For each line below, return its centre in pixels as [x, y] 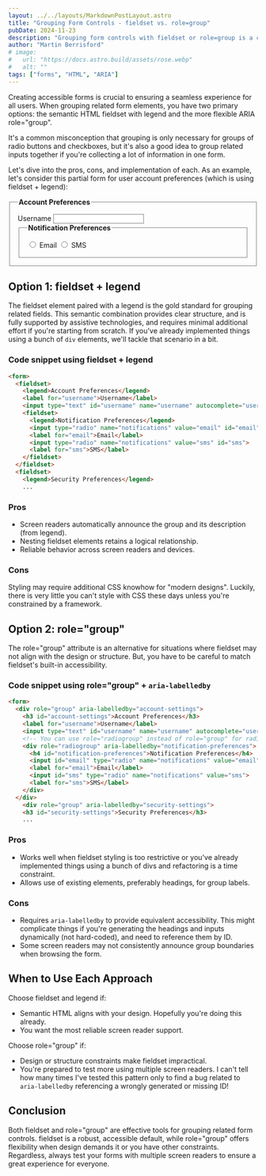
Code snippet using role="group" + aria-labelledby [110, 686]
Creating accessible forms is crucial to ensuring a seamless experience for [130, 97]
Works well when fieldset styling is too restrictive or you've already [129, 857]
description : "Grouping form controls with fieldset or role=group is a [131, 38]
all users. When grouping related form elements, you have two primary [123, 105]
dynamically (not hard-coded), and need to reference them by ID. [126, 937]
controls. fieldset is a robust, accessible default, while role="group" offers [129, 1138]
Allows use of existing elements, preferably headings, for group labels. [135, 882]
